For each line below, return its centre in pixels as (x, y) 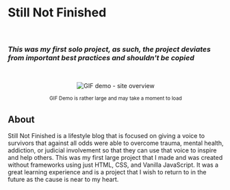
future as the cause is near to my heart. (63, 180)
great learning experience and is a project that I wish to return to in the (107, 172)
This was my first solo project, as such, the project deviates (109, 49)
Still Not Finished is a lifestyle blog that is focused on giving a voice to (106, 136)
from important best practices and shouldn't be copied (101, 57)
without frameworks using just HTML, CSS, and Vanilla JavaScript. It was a (113, 165)
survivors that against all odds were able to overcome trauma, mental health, (116, 143)
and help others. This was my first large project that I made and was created (115, 158)
